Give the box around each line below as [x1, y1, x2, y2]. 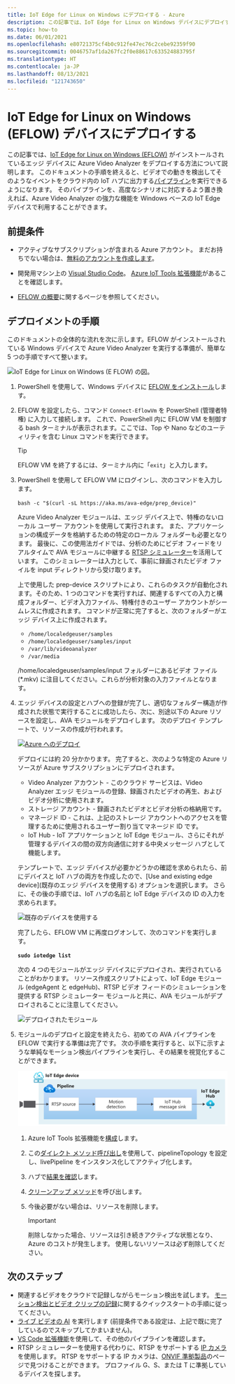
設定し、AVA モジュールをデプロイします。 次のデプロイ [36, 716, 197, 725]
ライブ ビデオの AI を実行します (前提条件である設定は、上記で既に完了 [17, 1317, 222, 1325]
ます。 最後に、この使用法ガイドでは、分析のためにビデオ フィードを [17, 540, 217, 548]
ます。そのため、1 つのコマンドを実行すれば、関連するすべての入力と [17, 589, 217, 598]
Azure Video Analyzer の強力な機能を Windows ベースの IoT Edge [31, 194, 220, 203]
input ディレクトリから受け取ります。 [37, 566, 145, 574]
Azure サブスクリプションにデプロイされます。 [43, 764, 178, 772]
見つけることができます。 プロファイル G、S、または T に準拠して [29, 1360, 220, 1369]
